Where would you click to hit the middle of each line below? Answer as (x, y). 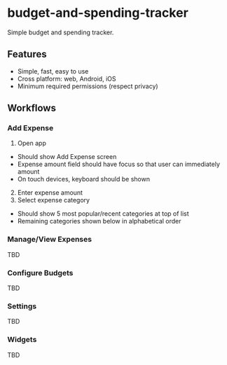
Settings (22, 306)
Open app (32, 143)
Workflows (32, 108)
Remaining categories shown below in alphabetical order (99, 221)
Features (27, 54)
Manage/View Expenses (50, 240)
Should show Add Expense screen (67, 157)
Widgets (22, 340)
